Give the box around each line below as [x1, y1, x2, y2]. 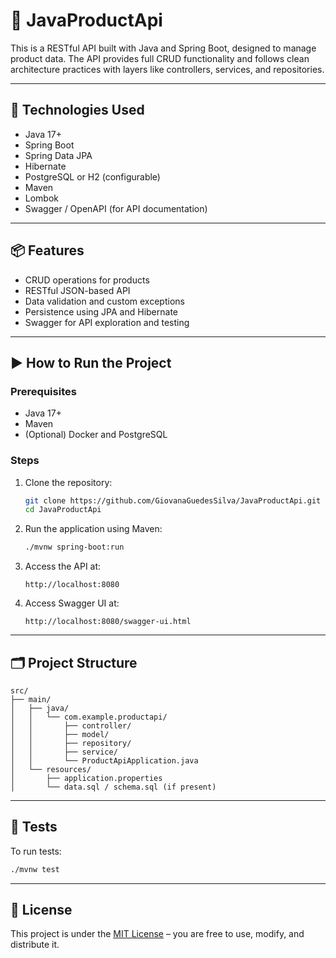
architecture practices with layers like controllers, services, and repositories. [10, 63, 325, 75]
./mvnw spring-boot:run [24, 542, 125, 553]
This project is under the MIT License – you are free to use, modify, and [10, 928, 305, 940]
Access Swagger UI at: [24, 597, 120, 609]
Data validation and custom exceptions [24, 295, 185, 307]
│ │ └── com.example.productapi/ [10, 712, 168, 722]
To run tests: [10, 845, 62, 857]
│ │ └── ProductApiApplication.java [10, 755, 199, 766]
